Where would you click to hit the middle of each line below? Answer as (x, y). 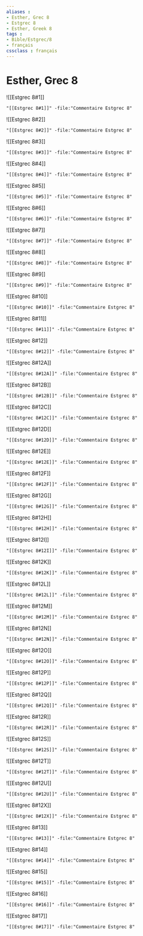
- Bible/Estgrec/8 (29, 40)
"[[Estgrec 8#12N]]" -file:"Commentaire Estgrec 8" (72, 639)
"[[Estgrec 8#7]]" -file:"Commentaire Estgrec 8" (69, 241)
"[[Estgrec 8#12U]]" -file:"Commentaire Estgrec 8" (72, 794)
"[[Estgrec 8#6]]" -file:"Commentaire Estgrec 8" (69, 219)
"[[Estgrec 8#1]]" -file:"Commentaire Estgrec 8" (69, 108)
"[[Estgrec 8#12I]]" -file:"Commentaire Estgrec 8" (72, 550)
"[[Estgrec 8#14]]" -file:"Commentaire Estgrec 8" (71, 860)
